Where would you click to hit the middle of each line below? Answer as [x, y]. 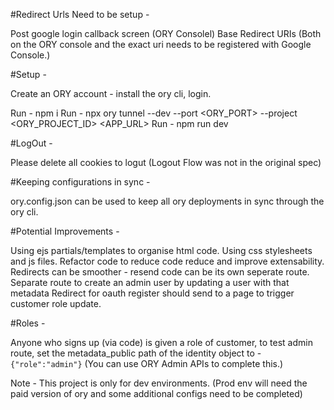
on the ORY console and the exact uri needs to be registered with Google [161, 44]
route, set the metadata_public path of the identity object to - [136, 353]
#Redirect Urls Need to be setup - [80, 14]
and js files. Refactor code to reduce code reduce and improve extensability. [167, 261]
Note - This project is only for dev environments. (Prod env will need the [159, 383]
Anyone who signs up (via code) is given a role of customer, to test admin [161, 342]
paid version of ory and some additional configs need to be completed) [156, 393]
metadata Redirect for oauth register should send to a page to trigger [152, 293]
